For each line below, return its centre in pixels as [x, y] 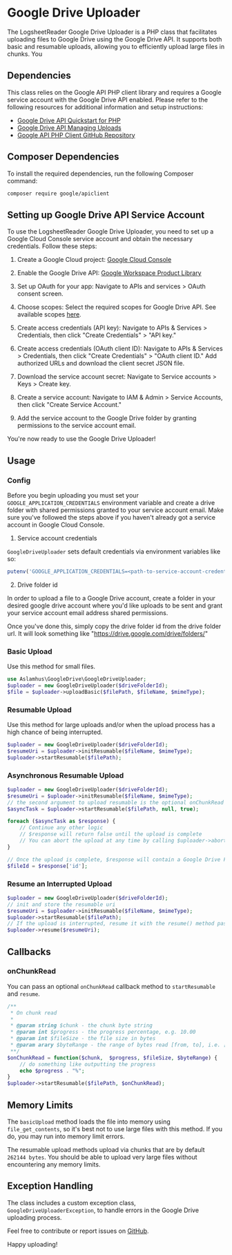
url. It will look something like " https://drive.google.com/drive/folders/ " [108, 633]
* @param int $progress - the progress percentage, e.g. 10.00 [103, 1032]
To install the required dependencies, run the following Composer [100, 173]
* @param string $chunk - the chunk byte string [81, 1026]
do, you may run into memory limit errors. [66, 1136]
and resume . [23, 994]
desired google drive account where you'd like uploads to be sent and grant [115, 605]
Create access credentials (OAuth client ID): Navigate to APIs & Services [120, 349]
